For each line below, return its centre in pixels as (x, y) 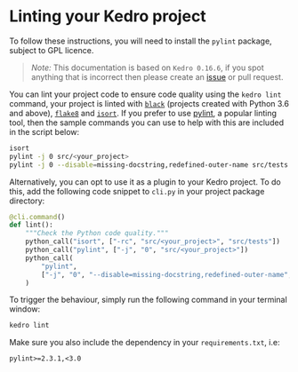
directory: (27, 201)
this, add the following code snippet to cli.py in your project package (137, 191)
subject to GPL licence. (52, 50)
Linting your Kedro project (108, 16)
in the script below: (44, 131)
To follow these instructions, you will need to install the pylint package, (141, 41)
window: (25, 309)
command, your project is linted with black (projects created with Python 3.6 (149, 103)
